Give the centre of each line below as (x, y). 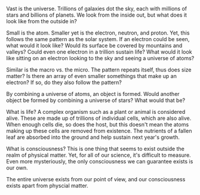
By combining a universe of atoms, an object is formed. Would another (93, 94)
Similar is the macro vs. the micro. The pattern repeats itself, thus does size (99, 70)
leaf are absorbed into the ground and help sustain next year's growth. (93, 137)
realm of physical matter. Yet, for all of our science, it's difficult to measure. (99, 155)
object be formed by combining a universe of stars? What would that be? (96, 100)
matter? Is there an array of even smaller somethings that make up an (92, 76)
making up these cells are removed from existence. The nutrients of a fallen (99, 131)
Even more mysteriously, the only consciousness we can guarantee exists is (100, 161)
